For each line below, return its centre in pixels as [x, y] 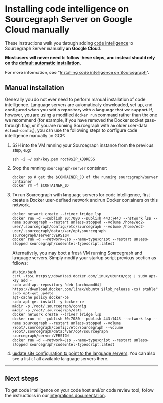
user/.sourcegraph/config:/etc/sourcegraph [57, 227]
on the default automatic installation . [43, 63]
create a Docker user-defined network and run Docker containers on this [85, 200]
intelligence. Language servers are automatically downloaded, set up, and [79, 104]
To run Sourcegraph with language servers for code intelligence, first [81, 194]
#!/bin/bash [24, 272]
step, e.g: [22, 150]
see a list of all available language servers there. [60, 358]
